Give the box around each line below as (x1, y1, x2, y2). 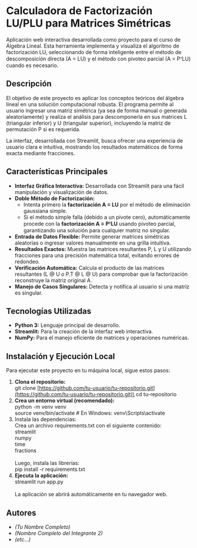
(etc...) (14, 536, 31, 543)
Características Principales (6, 166, 108, 177)
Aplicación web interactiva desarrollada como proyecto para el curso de (6, 36, 181, 43)
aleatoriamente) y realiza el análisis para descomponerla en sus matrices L (6, 113, 187, 120)
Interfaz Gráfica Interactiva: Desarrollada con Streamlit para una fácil (14, 182, 184, 189)
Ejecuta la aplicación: (14, 472, 69, 479)
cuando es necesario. (6, 62, 59, 69)
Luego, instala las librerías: (14, 460, 80, 467)
